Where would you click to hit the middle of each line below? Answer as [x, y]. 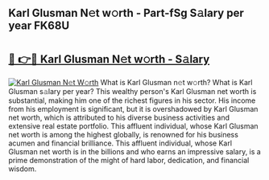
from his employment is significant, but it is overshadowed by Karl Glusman [133, 109]
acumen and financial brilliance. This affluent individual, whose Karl [120, 143]
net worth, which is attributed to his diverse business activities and [119, 117]
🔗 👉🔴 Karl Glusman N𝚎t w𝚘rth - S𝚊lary [109, 59]
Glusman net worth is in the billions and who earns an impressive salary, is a [135, 151]
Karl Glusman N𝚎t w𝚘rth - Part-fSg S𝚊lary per [126, 13]
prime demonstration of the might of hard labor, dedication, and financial [129, 160]
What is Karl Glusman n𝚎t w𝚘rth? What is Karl [176, 82]
